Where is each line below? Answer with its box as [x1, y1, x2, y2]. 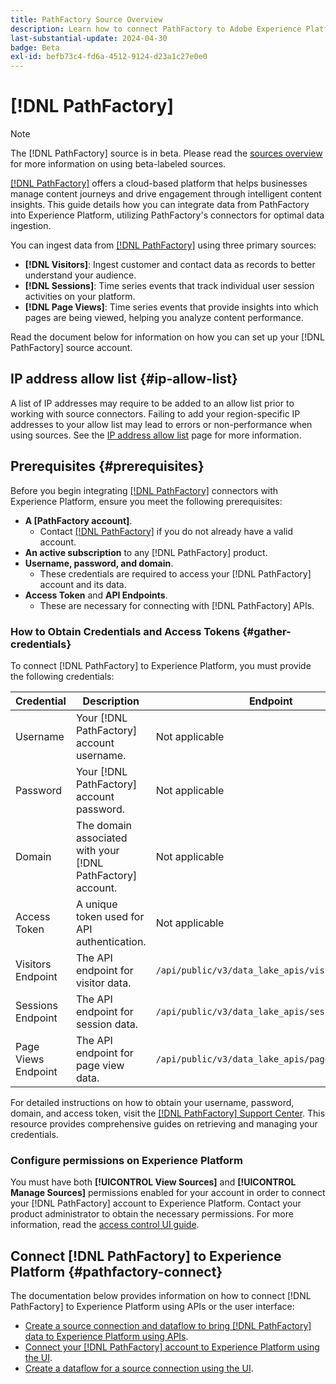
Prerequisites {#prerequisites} [10, 458, 205, 475]
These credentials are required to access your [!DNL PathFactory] [39, 567, 312, 580]
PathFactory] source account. [10, 342, 133, 354]
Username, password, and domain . [24, 557, 174, 569]
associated [75, 831, 128, 845]
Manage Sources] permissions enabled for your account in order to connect [10, 1187, 326, 1199]
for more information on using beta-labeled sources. [10, 158, 227, 170]
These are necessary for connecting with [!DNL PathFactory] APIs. [39, 599, 315, 611]
